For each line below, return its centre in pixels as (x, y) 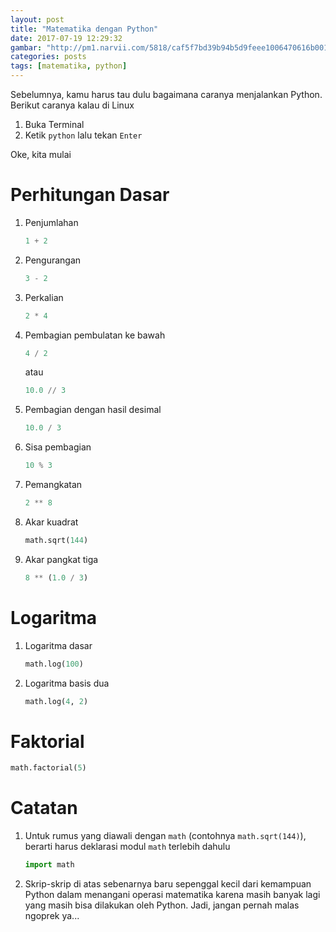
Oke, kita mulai (41, 154)
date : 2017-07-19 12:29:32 (66, 38)
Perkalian (44, 297)
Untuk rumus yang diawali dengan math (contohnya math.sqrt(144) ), (165, 836)
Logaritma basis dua (67, 683)
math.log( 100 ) (54, 664)
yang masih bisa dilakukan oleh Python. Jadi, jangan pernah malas (162, 905)
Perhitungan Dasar (90, 195)
